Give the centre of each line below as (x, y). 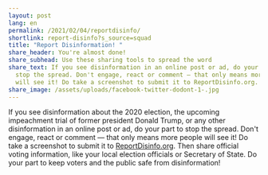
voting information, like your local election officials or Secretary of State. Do (133, 154)
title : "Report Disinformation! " (66, 45)
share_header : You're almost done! (67, 52)
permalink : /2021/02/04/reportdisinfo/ (75, 30)
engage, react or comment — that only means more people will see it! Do (128, 138)
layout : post (30, 16)
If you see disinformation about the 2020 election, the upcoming (114, 112)
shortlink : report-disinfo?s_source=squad (80, 38)
